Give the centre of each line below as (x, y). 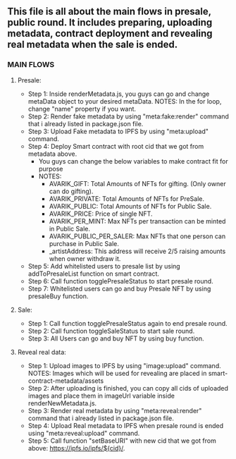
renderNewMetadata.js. (62, 403)
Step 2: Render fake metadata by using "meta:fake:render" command (128, 116)
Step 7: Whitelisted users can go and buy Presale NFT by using (119, 288)
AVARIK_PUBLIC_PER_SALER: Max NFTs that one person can (137, 236)
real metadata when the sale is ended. (93, 45)
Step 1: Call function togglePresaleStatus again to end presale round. (128, 323)
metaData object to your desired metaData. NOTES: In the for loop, (125, 101)
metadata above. (52, 154)
